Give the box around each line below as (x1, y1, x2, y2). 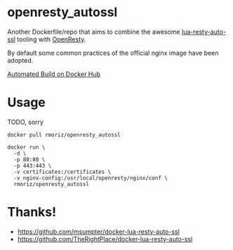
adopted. (7, 56, 34, 64)
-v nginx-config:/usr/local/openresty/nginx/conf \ (13, 174, 168, 182)
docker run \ (7, 144, 46, 151)
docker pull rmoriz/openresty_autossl (7, 131, 121, 138)
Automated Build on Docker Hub (7, 70, 100, 78)
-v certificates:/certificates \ (13, 168, 112, 175)
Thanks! (7, 204, 57, 220)
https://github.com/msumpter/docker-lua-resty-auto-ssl (17, 227, 180, 236)
